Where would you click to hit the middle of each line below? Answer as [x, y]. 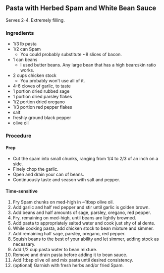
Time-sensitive [22, 191]
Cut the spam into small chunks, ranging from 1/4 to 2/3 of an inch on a [85, 159]
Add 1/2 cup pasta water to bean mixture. [55, 250]
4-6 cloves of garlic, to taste [42, 86]
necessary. [24, 244]
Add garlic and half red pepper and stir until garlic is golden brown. [81, 207]
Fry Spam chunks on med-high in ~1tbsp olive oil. [63, 202]
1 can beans [25, 60]
